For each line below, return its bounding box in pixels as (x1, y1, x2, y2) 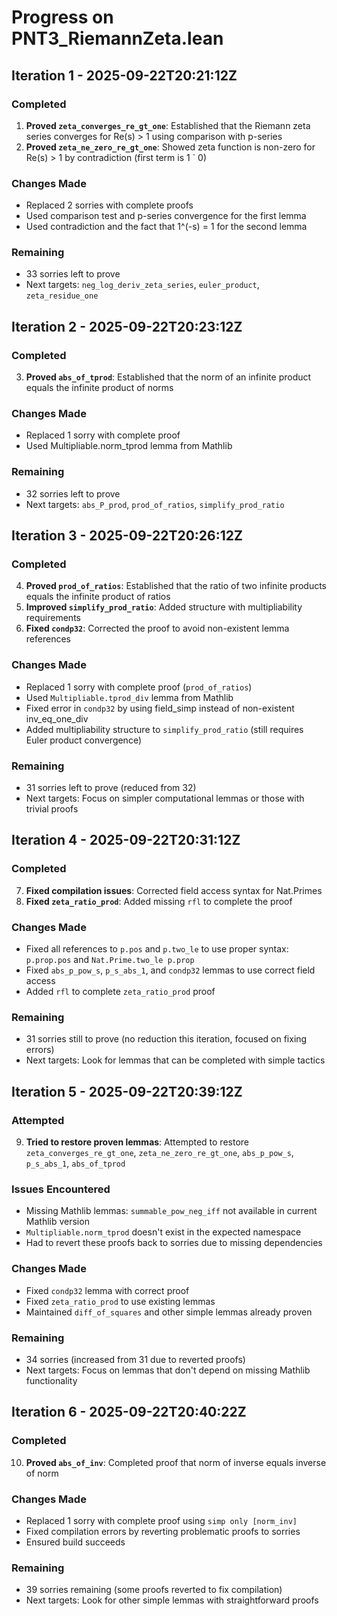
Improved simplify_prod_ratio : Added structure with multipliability (25, 601, 303, 613)
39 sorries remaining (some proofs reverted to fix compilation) (25, 1584, 283, 1596)
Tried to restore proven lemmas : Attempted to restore (25, 1136, 249, 1148)
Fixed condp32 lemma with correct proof (25, 1284, 190, 1296)
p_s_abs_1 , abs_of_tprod (25, 1157, 126, 1169)
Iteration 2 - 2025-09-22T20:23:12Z (11, 318, 243, 335)
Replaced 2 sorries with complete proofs (25, 199, 194, 211)
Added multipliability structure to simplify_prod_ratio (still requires (25, 723, 304, 735)
